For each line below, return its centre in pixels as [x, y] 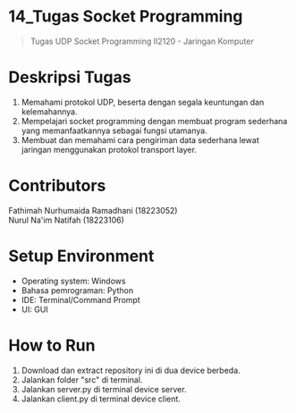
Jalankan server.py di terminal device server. [104, 389]
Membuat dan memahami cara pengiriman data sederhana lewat [140, 139]
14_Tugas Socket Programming [126, 17]
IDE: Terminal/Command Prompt [80, 299]
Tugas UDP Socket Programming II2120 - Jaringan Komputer [142, 41]
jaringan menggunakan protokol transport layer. [109, 149]
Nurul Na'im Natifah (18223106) [66, 220]
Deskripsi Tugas [70, 77]
